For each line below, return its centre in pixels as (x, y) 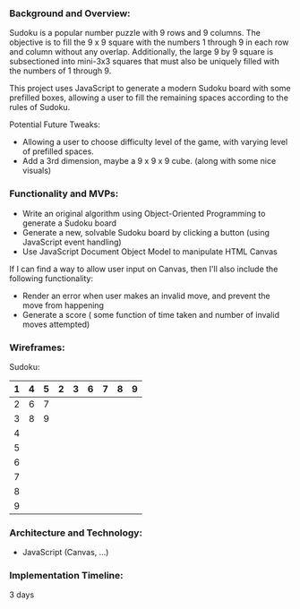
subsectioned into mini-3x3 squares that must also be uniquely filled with (144, 62)
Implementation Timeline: (66, 576)
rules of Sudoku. (40, 107)
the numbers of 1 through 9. (60, 71)
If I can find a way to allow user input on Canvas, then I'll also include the (144, 269)
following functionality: (51, 278)
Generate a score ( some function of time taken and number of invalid (151, 314)
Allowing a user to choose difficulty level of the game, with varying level (155, 142)
